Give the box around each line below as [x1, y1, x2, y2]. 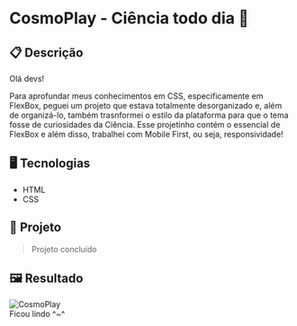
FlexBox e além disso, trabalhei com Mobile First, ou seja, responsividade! [9, 129, 283, 139]
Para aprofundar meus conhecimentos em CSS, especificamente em [9, 91, 264, 101]
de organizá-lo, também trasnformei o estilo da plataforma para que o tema [9, 110, 290, 120]
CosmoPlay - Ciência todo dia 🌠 [9, 8, 249, 29]
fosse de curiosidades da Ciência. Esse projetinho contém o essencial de [9, 119, 281, 129]
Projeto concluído [31, 243, 97, 254]
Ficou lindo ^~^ [9, 309, 66, 320]
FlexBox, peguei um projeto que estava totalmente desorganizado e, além [9, 101, 283, 110]
